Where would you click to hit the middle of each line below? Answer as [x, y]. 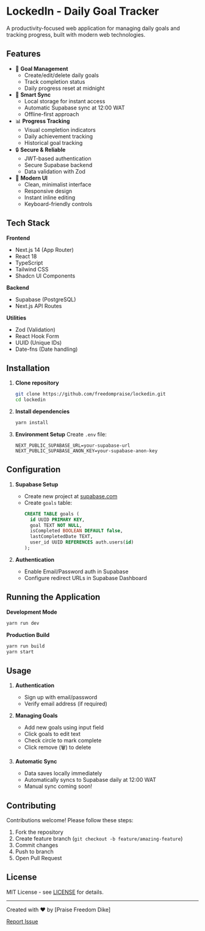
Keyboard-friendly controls [58, 204]
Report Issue [22, 921]
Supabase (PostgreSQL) [45, 299]
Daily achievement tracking [59, 136]
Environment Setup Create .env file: [61, 434]
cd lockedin [30, 400]
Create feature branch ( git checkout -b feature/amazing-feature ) [99, 838]
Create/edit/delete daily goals [62, 75]
